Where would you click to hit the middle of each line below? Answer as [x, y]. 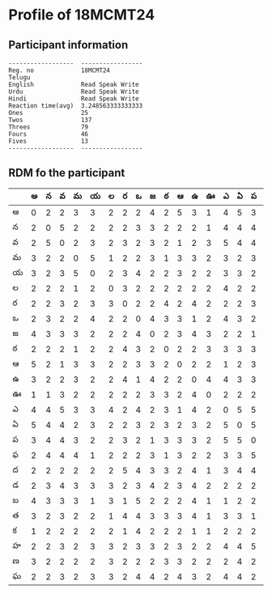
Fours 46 [49, 134]
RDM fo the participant [67, 173]
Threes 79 [49, 127]
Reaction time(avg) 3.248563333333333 [76, 106]
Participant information [68, 45]
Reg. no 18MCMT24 [59, 70]
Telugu [19, 78]
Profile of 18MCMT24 [82, 15]
